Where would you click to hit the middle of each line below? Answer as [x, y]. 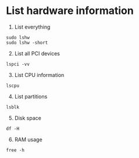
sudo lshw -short [27, 43]
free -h [15, 150]
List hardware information [70, 11]
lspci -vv [18, 64]
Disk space [28, 118]
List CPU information [39, 75]
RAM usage [28, 139]
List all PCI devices [37, 53]
